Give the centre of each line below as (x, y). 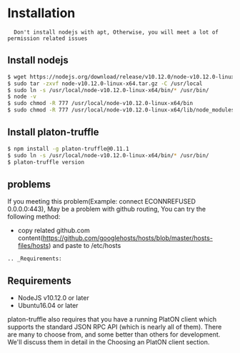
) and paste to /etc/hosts (85, 246)
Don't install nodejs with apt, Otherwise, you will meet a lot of (116, 32)
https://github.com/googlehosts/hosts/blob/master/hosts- (127, 238)
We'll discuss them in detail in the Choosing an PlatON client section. (109, 342)
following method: (34, 217)
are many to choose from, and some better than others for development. (114, 334)
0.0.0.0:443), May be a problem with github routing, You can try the (106, 209)
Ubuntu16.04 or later (48, 306)
